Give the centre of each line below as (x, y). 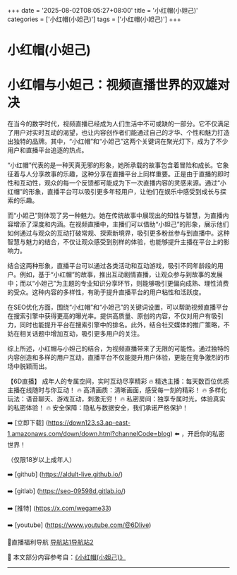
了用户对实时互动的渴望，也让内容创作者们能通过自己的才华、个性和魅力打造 (119, 133)
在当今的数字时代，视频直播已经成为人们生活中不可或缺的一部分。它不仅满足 (119, 124)
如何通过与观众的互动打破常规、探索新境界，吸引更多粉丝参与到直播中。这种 (119, 233)
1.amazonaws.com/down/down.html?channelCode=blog (89, 434)
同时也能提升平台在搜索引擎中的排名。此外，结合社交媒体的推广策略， (121, 325)
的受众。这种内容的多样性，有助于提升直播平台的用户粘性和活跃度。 (106, 292)
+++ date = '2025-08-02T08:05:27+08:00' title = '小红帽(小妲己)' (103, 10)
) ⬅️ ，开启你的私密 (197, 434)
